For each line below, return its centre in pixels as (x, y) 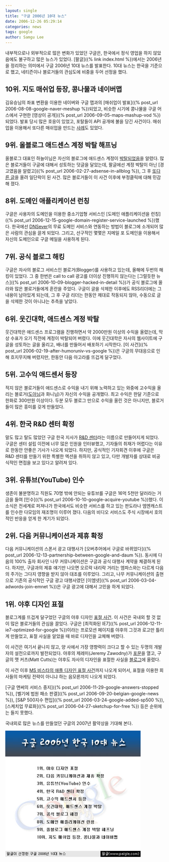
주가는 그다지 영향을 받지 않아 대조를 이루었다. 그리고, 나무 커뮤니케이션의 (82, 574)
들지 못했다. (22, 713)
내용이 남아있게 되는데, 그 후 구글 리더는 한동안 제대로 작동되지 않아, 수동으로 (80, 295)
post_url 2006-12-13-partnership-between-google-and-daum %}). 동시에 (81, 555)
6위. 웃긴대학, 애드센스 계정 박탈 (52, 319)
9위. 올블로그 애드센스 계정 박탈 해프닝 (61, 145)
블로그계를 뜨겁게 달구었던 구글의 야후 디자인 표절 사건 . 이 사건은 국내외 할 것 (80, 617)
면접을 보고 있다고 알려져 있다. (48, 463)
